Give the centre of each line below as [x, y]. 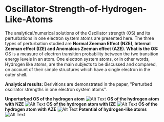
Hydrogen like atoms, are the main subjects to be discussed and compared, [81, 64]
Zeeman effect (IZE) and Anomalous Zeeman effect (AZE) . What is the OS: [82, 49]
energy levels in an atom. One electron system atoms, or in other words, [77, 59]
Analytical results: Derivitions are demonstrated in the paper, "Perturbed [79, 84]
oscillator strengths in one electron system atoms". [56, 89]
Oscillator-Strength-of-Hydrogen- [76, 9]
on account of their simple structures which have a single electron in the [78, 69]
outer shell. [16, 74]
